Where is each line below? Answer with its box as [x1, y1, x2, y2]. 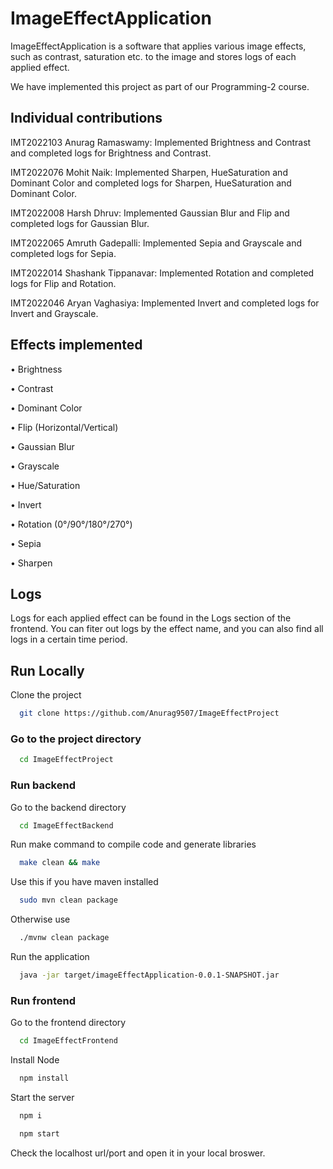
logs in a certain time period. [10, 633, 128, 646]
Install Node [10, 1054, 60, 1066]
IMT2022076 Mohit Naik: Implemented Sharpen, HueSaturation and [10, 166, 288, 178]
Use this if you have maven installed [10, 876, 159, 888]
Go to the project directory [10, 732, 142, 746]
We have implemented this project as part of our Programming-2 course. [10, 80, 310, 92]
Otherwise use [10, 913, 71, 926]
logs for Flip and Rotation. [10, 277, 117, 289]
